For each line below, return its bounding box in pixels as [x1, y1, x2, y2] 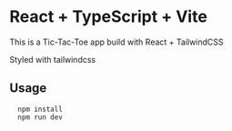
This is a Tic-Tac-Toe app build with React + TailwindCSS [9, 36, 225, 47]
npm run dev [17, 112, 64, 122]
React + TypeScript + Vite [9, 6, 207, 27]
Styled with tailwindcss [9, 54, 96, 65]
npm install [17, 105, 64, 114]
